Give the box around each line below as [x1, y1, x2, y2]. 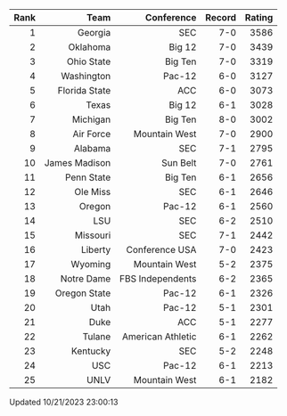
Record [204, 12, 237, 23]
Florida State [57, 85, 111, 96]
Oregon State [54, 287, 111, 299]
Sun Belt [161, 157, 197, 168]
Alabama [73, 143, 111, 154]
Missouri [74, 229, 111, 241]
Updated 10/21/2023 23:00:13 [9, 396, 119, 407]
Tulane [82, 330, 111, 342]
